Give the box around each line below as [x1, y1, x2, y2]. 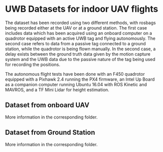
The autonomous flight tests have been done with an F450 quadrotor [5, 71, 145, 77]
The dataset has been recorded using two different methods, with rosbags [5, 20, 156, 26]
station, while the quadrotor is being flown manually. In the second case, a [5, 46, 156, 52]
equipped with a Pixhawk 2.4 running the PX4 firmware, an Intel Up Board [5, 76, 155, 82]
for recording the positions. [5, 61, 61, 67]
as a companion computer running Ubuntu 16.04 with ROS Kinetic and [5, 81, 147, 87]
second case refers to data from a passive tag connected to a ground [5, 40, 146, 46]
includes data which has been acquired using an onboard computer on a [5, 30, 152, 36]
